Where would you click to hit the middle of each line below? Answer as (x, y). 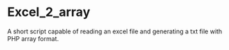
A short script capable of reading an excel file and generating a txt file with (115, 31)
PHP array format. (33, 38)
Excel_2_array (49, 12)
